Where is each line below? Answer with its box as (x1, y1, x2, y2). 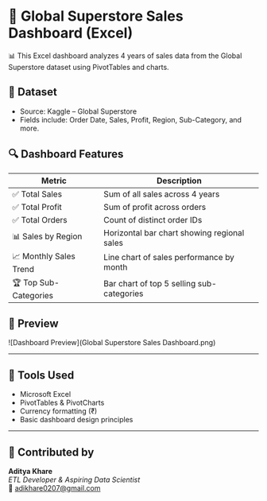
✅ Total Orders (12, 214, 68, 225)
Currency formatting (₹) (19, 406, 98, 416)
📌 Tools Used (8, 368, 75, 382)
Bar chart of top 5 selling (103, 278, 196, 289)
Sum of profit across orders (103, 201, 207, 212)
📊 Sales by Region (12, 231, 83, 242)
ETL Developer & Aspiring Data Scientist (8, 475, 141, 484)
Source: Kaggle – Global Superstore (19, 107, 137, 116)
